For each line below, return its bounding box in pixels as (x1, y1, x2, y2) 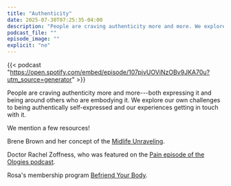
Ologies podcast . (7, 158, 56, 165)
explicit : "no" (7, 42, 51, 49)
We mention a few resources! (7, 124, 91, 132)
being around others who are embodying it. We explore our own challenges (7, 96, 221, 104)
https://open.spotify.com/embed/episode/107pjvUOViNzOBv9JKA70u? (10, 68, 210, 76)
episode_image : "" (7, 36, 60, 43)
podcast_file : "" (7, 29, 57, 36)
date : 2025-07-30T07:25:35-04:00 (7, 16, 103, 23)
